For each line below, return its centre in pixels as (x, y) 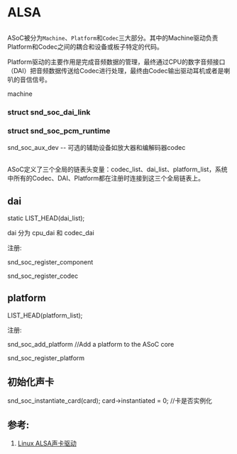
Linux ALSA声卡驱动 (47, 443)
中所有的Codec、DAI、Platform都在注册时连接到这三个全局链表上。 (106, 178)
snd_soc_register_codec (43, 276)
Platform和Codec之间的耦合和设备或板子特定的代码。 (85, 46)
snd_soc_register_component (50, 262)
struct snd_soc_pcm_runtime (59, 131)
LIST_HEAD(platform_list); (45, 315)
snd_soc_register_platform (46, 358)
